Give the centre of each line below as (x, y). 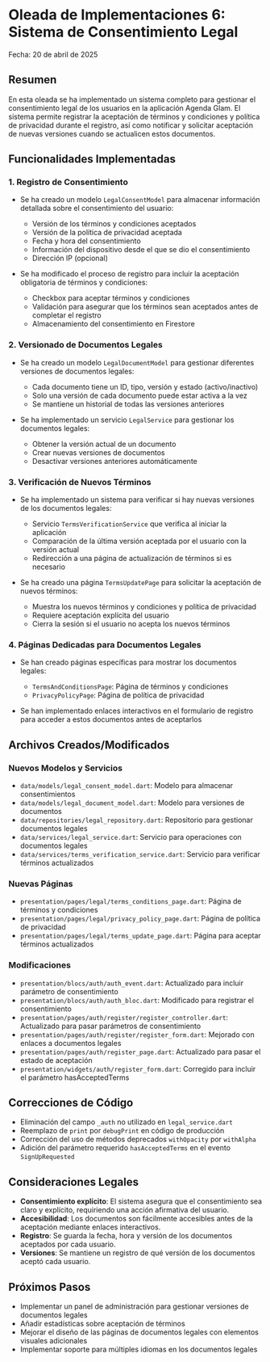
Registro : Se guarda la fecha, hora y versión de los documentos (126, 1236)
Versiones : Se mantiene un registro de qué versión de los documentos (137, 1253)
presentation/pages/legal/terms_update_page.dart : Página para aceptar (141, 936)
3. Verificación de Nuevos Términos (80, 482)
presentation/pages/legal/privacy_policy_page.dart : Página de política (140, 918)
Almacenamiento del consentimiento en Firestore (113, 324)
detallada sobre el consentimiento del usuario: (97, 209)
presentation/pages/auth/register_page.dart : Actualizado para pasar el (140, 1052)
